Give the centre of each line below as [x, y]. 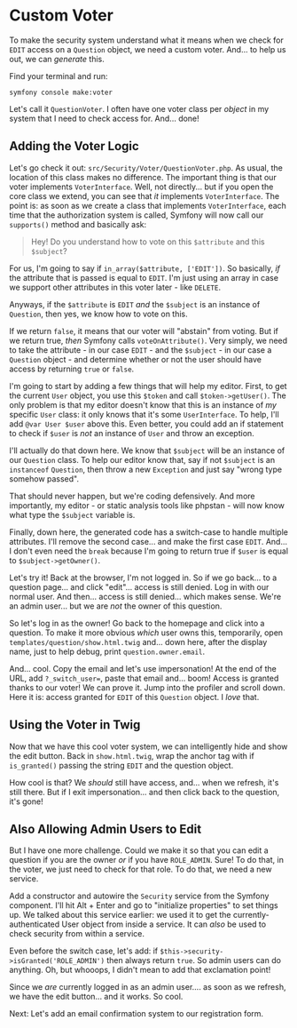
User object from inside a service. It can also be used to [164, 924]
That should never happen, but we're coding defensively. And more [132, 496]
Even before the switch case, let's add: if [83, 951]
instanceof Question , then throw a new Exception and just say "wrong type [145, 469]
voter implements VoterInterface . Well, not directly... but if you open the [141, 187]
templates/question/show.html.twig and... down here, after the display [138, 642]
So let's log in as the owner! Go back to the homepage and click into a [137, 623]
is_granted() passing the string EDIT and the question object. [121, 765]
